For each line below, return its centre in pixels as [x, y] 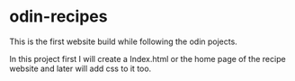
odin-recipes [58, 17]
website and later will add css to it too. [80, 68]
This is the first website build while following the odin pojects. [124, 41]
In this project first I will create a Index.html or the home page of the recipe [147, 58]
